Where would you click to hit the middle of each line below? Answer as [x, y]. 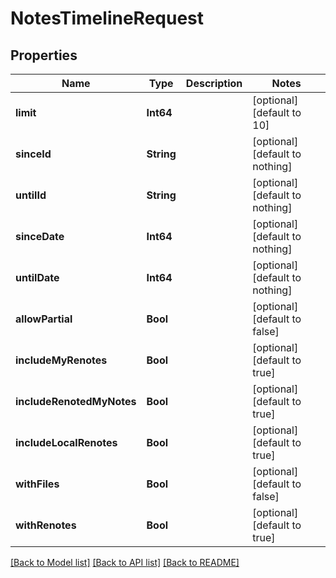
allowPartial [44, 319]
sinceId [33, 154]
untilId [31, 195]
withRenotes [46, 525]
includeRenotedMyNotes [76, 401]
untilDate [37, 277]
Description [214, 83]
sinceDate [40, 236]
